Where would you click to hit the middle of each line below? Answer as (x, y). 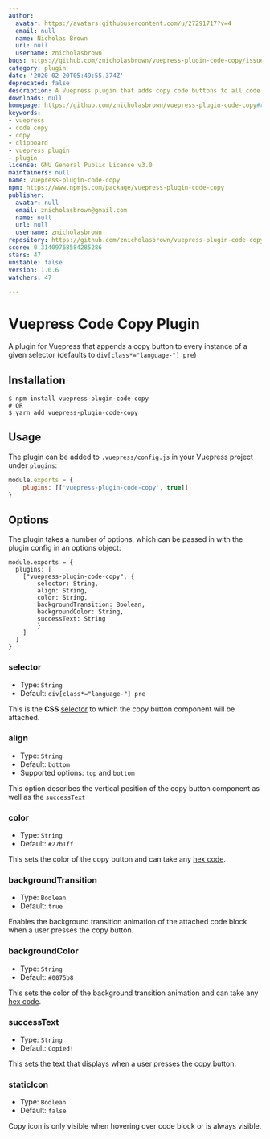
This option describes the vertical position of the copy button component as (134, 788)
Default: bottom (45, 764)
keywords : (25, 113)
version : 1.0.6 (34, 270)
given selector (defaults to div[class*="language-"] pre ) (102, 355)
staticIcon (29, 1084)
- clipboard (28, 143)
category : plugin (37, 68)
